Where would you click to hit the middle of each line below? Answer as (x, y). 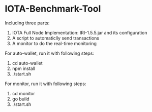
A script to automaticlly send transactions (56, 38)
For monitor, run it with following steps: (45, 84)
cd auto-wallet (27, 63)
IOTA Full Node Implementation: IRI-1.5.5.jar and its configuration (80, 32)
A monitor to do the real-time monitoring (54, 43)
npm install (24, 68)
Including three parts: (27, 23)
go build (21, 99)
